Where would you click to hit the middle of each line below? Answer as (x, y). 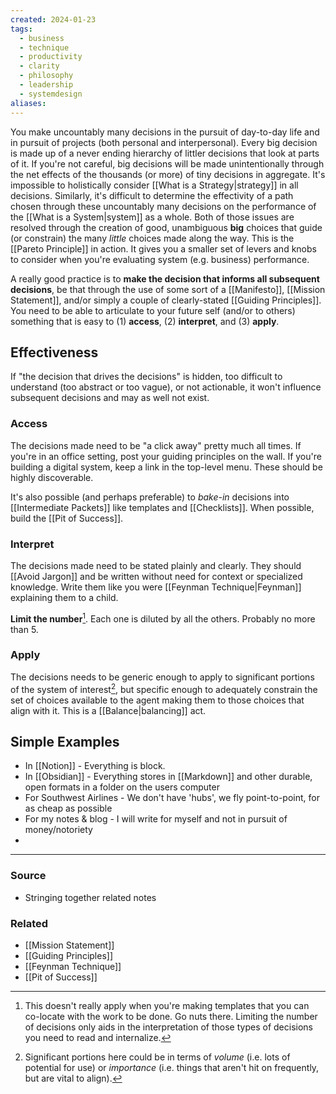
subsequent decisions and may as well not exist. (110, 398)
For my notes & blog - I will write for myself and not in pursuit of (156, 819)
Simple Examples (65, 741)
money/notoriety (58, 830)
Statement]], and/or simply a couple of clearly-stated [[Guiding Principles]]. (166, 300)
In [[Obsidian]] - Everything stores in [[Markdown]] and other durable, (168, 777)
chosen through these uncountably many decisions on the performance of (163, 206)
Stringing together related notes (90, 897)
